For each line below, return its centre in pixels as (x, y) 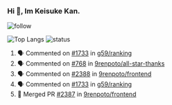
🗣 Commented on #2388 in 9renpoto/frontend (84, 74)
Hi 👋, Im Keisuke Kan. (44, 11)
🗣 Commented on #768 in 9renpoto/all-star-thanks (91, 64)
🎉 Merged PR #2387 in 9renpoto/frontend (77, 94)
